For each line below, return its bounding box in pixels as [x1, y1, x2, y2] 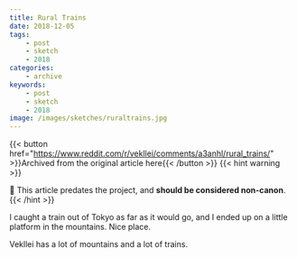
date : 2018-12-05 [9, 22, 75, 31]
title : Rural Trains [9, 13, 88, 23]
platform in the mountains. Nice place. [9, 222, 152, 233]
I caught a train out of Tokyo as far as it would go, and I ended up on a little [9, 212, 288, 223]
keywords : [9, 80, 47, 89]
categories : [9, 64, 54, 73]
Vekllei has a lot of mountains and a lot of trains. [9, 239, 188, 250]
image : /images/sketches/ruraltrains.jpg [9, 114, 168, 123]
